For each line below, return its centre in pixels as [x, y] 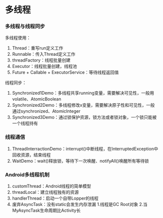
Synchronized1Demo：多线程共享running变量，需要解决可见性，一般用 [83, 93]
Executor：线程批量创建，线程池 [45, 67]
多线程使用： [18, 38]
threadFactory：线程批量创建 [41, 60]
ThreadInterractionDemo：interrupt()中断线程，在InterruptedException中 [85, 149]
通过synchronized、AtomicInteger [46, 111]
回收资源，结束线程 [31, 155]
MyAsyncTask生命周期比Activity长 [46, 210]
